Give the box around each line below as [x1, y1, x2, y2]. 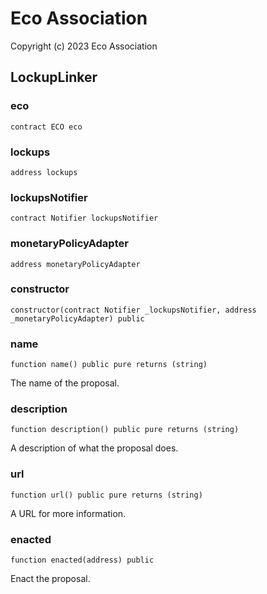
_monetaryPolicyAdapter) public [10, 313, 145, 324]
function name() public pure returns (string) [10, 360, 208, 370]
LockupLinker [10, 69, 98, 86]
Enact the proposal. [10, 573, 91, 584]
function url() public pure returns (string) [10, 490, 203, 500]
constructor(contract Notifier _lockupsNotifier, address [10, 305, 257, 315]
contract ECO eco [10, 122, 83, 132]
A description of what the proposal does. [10, 442, 179, 454]
